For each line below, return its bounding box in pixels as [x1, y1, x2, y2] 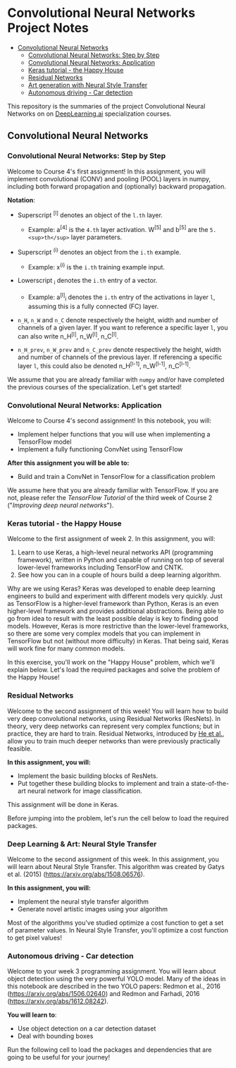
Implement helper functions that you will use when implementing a [17, 430, 211, 439]
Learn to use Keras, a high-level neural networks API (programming [17, 548, 213, 557]
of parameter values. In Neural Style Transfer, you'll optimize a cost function [7, 926, 229, 934]
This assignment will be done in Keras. [7, 800, 119, 808]
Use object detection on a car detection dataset [17, 1024, 156, 1033]
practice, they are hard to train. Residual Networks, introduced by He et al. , [7, 729, 225, 738]
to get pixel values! [7, 933, 62, 942]
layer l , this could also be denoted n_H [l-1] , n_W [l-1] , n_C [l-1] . [17, 360, 191, 370]
